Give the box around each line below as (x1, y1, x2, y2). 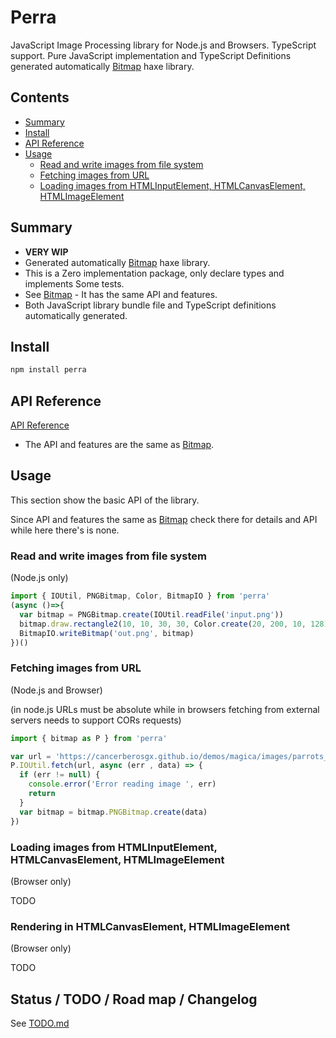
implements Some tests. (24, 277, 125, 290)
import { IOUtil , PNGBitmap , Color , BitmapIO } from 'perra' (10, 591, 271, 601)
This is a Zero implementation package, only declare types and (24, 267, 285, 279)
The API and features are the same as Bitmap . (24, 439, 215, 451)
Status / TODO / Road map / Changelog (10, 991, 258, 1008)
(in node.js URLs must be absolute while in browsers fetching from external (10, 703, 320, 715)
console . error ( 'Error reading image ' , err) (28, 779, 217, 790)
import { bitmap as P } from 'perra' (10, 733, 168, 743)
